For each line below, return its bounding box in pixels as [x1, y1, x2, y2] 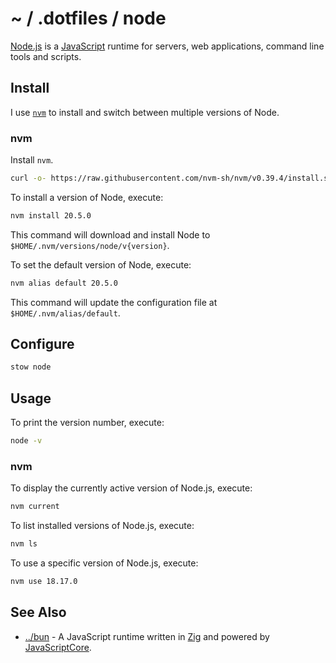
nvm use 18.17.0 [10, 577, 78, 587]
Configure [10, 336, 75, 353]
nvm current [10, 502, 60, 512]
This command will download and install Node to [10, 228, 211, 241]
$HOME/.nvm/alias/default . [10, 307, 121, 319]
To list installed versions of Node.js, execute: [10, 520, 195, 532]
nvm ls [10, 539, 38, 549]
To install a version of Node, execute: [10, 191, 164, 203]
